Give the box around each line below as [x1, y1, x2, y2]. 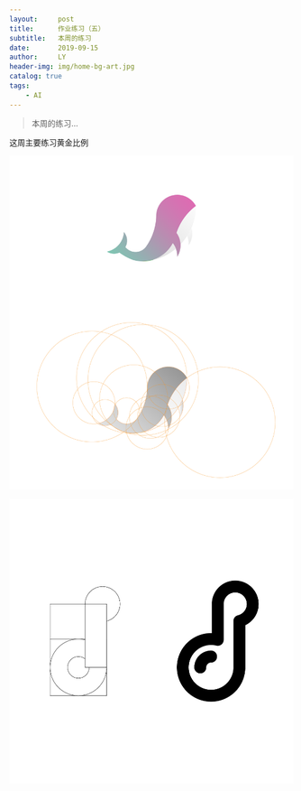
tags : [9, 81, 30, 90]
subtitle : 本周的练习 [9, 33, 92, 42]
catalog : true [9, 72, 63, 81]
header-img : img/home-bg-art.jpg [9, 62, 135, 71]
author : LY [9, 52, 67, 62]
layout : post [9, 14, 75, 23]
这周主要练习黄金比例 [9, 136, 88, 148]
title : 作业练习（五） [9, 23, 105, 33]
